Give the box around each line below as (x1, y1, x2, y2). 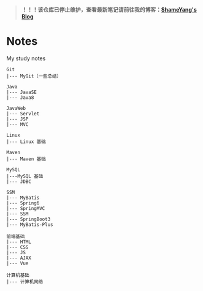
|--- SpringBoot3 (6, 216, 51, 222)
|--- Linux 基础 (6, 138, 46, 145)
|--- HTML (6, 239, 32, 245)
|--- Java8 (6, 95, 34, 101)
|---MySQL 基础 (6, 173, 44, 179)
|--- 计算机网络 (6, 279, 44, 285)
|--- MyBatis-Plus (6, 221, 53, 228)
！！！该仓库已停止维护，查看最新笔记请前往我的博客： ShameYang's (21, 6, 197, 13)
